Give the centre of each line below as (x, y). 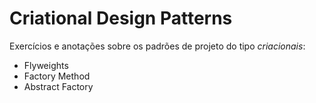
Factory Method (57, 76)
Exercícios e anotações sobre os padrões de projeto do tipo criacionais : (157, 46)
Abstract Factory (58, 86)
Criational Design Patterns (121, 18)
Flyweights (46, 65)
